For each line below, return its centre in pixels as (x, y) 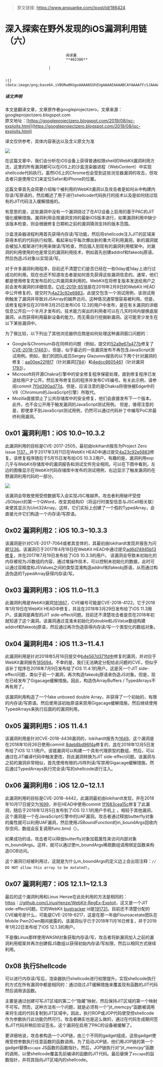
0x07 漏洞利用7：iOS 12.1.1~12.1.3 (56, 884)
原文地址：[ (16, 120)
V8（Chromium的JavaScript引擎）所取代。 (55, 392)
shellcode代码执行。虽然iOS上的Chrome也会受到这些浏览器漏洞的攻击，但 (79, 173)
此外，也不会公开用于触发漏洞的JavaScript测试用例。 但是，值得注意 (81, 404)
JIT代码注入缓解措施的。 (38, 201)
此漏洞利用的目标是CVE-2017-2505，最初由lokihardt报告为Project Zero (76, 446)
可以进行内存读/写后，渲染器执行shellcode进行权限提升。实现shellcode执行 (81, 979)
